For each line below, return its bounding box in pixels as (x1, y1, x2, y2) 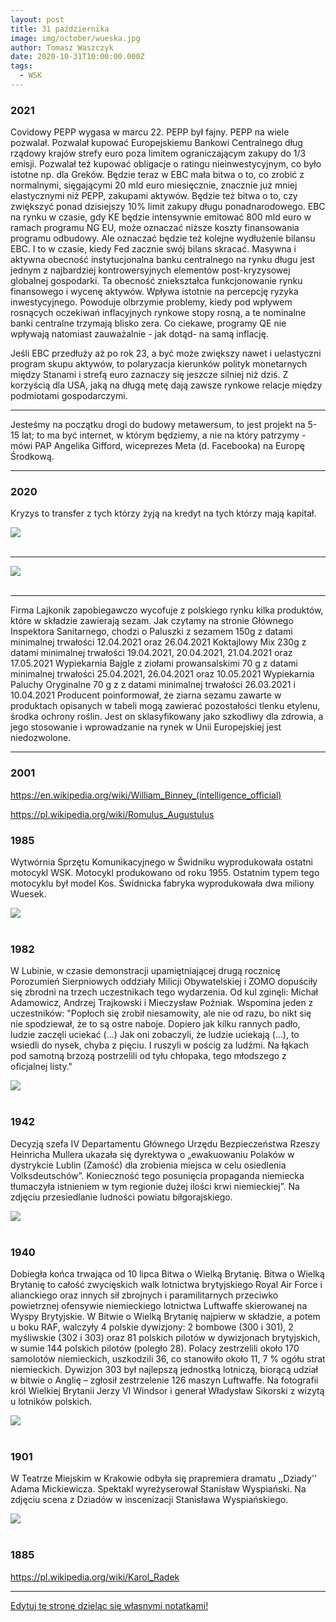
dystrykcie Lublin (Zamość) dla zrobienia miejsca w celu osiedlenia (10, 1159, 287, 1171)
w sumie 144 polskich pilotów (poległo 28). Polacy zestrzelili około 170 (10, 1342, 300, 1354)
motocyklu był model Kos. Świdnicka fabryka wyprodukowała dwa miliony (10, 877, 315, 890)
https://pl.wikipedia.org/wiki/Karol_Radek (10, 1571, 180, 1583)
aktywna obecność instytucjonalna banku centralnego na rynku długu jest (10, 254, 315, 266)
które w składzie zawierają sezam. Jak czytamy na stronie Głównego (10, 615, 294, 627)
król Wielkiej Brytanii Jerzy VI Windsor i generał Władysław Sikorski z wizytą (10, 1384, 325, 1396)
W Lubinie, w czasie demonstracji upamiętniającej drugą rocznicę (10, 965, 281, 977)
